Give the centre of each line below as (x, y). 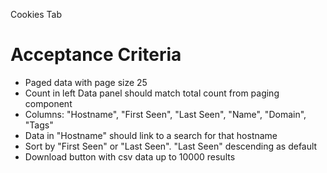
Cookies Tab (36, 14)
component (48, 103)
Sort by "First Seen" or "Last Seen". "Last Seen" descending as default (171, 146)
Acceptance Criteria (96, 55)
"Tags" (39, 125)
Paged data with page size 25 (86, 82)
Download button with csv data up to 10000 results (130, 156)
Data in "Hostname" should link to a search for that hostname (151, 135)
